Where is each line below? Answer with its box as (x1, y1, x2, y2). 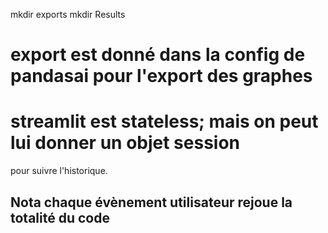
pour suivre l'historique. (10, 165, 108, 177)
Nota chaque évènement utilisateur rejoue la (10, 194, 293, 211)
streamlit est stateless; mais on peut (10, 110, 319, 133)
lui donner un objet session (10, 132, 241, 154)
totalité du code (10, 209, 110, 226)
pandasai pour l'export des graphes (10, 65, 313, 88)
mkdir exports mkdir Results (10, 9, 126, 20)
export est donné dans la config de (10, 44, 306, 66)
